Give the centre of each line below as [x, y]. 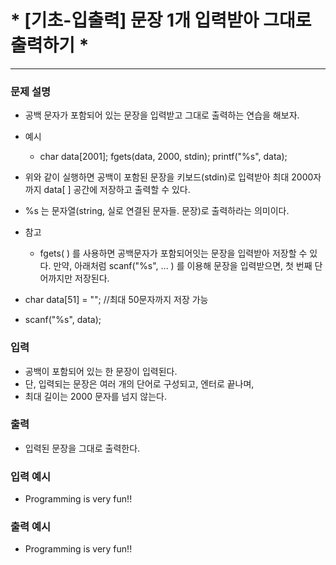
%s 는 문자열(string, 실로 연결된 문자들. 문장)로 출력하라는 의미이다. [157, 211]
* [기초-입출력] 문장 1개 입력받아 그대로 [161, 20]
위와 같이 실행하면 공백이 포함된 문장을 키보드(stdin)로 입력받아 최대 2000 [169, 177]
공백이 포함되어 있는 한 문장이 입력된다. [101, 371]
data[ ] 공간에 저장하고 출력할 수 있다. [117, 190]
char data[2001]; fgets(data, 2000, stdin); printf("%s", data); [163, 157]
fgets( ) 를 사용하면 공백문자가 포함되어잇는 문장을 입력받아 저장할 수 [173, 253]
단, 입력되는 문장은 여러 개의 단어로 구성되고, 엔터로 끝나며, [139, 383]
